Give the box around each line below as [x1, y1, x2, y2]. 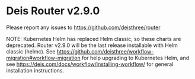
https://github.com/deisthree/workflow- [56, 48, 154, 55]
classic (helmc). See [6, 48, 56, 55]
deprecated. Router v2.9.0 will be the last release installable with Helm [6, 42, 178, 49]
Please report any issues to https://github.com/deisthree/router [6, 24, 161, 31]
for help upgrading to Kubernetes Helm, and [82, 54, 190, 61]
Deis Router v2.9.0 [6, 4, 100, 18]
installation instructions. [6, 67, 65, 74]
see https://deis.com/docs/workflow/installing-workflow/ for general [6, 61, 174, 68]
